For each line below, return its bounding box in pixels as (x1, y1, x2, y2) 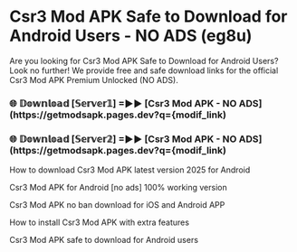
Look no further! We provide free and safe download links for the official (9, 65, 279, 76)
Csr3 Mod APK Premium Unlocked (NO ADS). (9, 74, 178, 85)
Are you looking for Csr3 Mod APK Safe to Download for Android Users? (9, 55, 279, 66)
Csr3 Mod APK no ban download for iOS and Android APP (9, 200, 225, 210)
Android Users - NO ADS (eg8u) (9, 25, 253, 46)
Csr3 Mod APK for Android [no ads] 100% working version (9, 182, 228, 193)
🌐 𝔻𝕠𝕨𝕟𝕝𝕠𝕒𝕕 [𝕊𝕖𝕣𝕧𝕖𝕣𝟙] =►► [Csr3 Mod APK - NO (9, 97, 237, 109)
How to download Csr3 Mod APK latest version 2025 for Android (9, 164, 251, 175)
